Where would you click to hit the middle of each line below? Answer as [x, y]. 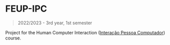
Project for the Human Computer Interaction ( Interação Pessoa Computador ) [85, 32]
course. [13, 38]
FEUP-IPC [26, 9]
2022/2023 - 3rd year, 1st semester [55, 23]
